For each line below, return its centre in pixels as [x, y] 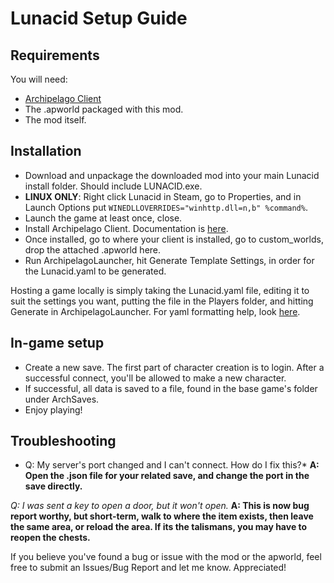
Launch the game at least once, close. [103, 218]
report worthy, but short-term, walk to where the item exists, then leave [162, 516]
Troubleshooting [63, 441]
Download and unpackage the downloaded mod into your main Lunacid [172, 175]
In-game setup [57, 343]
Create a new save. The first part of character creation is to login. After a [174, 367]
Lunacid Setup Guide [99, 18]
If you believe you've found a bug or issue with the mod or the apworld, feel [166, 557]
